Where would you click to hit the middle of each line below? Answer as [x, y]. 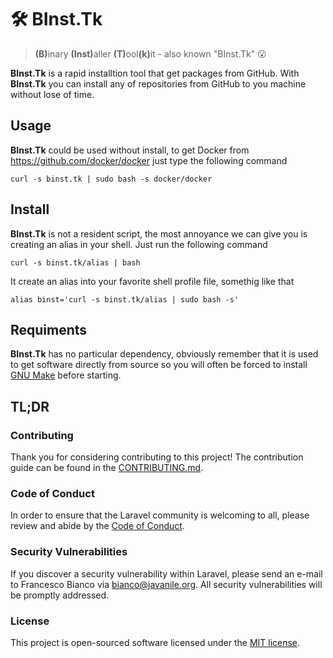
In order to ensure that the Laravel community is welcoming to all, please [160, 515]
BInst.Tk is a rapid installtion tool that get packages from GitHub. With [155, 73]
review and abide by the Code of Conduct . [97, 526]
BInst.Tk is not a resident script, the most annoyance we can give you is [159, 233]
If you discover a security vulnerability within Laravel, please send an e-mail [166, 573]
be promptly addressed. [60, 595]
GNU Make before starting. [66, 375]
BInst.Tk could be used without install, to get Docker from [130, 150]
